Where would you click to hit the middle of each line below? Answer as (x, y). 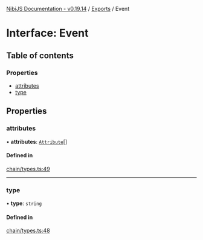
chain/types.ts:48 (28, 231)
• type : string (24, 203)
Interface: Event (47, 33)
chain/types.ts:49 (28, 169)
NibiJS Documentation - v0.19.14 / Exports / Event (68, 9)
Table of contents (40, 55)
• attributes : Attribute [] (37, 141)
